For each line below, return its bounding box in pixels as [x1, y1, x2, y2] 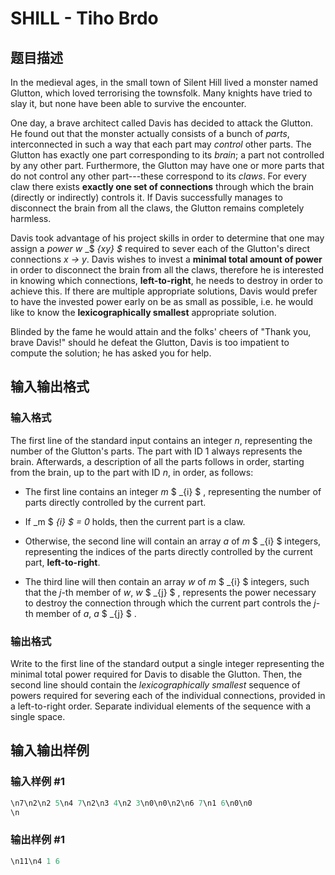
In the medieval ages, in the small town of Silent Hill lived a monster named [10, 77, 319, 88]
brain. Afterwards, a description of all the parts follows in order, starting [10, 455, 305, 467]
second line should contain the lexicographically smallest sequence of [10, 678, 301, 691]
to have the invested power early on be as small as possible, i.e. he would [10, 296, 314, 307]
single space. [10, 710, 66, 722]
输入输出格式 [10, 378, 90, 396]
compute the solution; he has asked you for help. [10, 347, 212, 359]
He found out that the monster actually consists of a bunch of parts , [10, 128, 290, 139]
